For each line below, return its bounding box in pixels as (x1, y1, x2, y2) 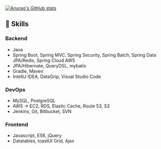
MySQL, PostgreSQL (12, 97, 56, 103)
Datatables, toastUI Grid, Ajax (12, 138, 74, 144)
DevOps (5, 86, 26, 93)
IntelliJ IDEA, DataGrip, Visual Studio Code (12, 73, 101, 80)
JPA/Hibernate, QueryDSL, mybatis (12, 62, 86, 68)
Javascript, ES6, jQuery (12, 132, 62, 139)
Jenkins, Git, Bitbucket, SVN (12, 108, 72, 114)
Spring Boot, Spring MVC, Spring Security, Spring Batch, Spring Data (12, 52, 156, 58)
